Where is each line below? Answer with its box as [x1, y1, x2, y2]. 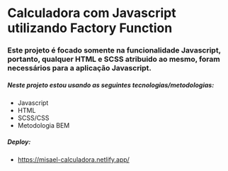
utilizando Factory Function [7, 20, 173, 36]
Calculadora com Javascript [7, 5, 176, 21]
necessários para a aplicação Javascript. [7, 63, 152, 73]
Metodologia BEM [17, 121, 70, 130]
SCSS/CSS [17, 114, 50, 122]
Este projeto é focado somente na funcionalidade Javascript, [7, 45, 221, 55]
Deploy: [7, 137, 31, 146]
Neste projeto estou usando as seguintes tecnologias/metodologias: [7, 80, 215, 89]
